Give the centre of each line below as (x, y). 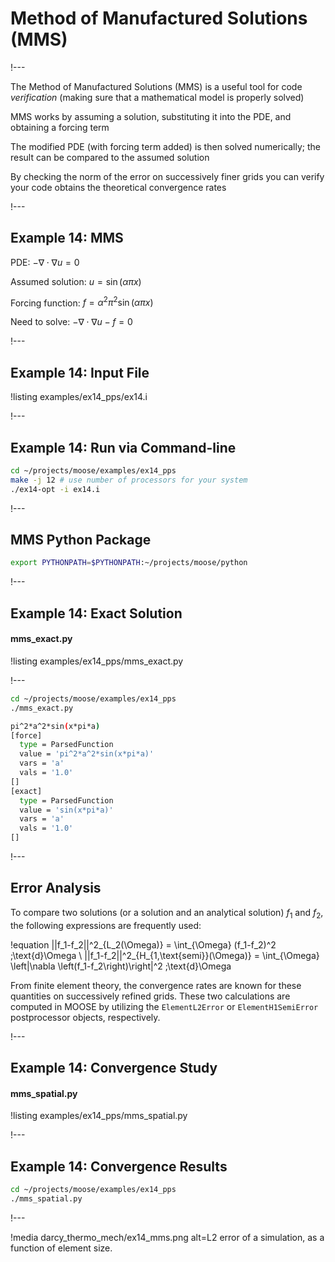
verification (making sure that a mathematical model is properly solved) (157, 97)
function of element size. (61, 1248)
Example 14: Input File (80, 372)
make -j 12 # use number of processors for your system (129, 480)
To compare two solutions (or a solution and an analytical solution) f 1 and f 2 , (167, 913)
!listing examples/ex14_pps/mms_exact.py (97, 661)
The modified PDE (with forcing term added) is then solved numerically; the (166, 146)
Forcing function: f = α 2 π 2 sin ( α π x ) (82, 302)
